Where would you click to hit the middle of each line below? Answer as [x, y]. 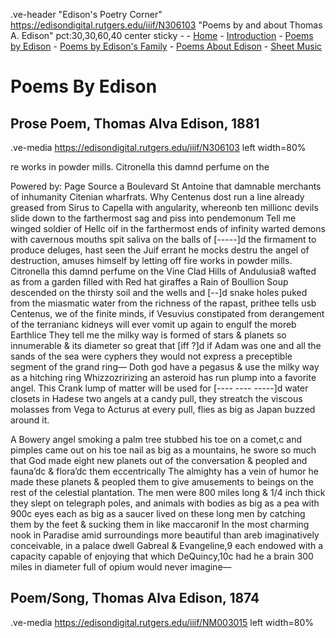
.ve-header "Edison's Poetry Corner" [86, 14]
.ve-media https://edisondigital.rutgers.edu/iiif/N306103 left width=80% [158, 147]
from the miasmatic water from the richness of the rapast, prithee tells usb [163, 303]
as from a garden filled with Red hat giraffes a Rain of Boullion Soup [149, 282]
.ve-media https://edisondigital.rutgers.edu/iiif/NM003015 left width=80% [162, 622]
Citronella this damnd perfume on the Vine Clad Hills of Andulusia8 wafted [163, 271]
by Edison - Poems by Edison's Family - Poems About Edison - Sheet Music [166, 46]
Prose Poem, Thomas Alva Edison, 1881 [135, 123]
